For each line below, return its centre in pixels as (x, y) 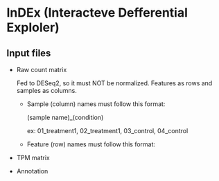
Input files (29, 53)
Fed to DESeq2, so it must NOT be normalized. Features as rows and (114, 83)
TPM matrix (33, 158)
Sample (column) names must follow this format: (96, 104)
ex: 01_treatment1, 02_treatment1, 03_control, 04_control (107, 131)
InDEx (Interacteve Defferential (97, 13)
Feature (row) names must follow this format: (91, 144)
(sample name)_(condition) (65, 117)
